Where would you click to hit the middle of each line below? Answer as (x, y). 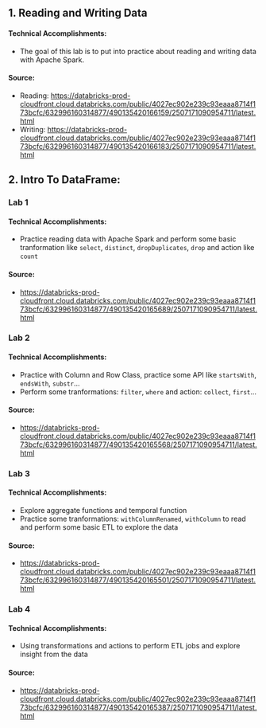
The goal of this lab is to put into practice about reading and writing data (138, 51)
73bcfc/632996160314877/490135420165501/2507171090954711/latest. (138, 580)
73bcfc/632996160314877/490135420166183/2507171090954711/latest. (138, 146)
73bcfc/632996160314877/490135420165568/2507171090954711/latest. (139, 444)
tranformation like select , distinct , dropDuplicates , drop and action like (137, 248)
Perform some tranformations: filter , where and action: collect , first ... (138, 391)
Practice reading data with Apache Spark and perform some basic (128, 239)
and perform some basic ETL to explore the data (99, 527)
